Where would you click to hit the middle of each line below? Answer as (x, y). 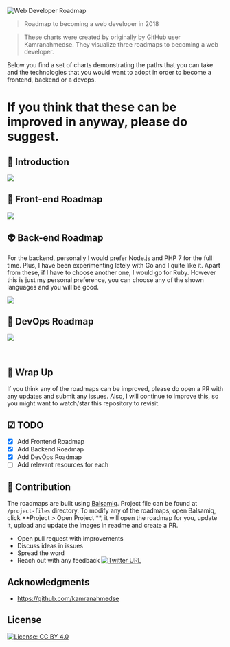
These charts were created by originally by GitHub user (102, 37)
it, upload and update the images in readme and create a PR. (93, 526)
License (24, 620)
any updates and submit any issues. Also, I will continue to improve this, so (113, 396)
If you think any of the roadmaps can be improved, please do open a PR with (115, 389)
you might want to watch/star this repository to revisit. (83, 403)
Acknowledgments (49, 582)
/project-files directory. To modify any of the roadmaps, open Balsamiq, (112, 510)
